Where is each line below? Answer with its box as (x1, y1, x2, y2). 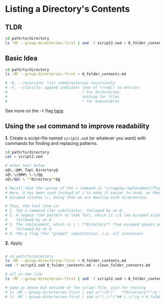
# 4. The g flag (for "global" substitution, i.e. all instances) (5, 231, 144, 236)
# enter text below (5, 163, 45, 168)
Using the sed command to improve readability (5, 122, 150, 131)
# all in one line (5, 272, 43, 277)
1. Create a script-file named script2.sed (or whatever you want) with (5, 135, 146, 141)
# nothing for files (5, 94, 120, 99)
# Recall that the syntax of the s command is (5, 186, 102, 191)
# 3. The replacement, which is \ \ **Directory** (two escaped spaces (5, 222, 155, 227)
